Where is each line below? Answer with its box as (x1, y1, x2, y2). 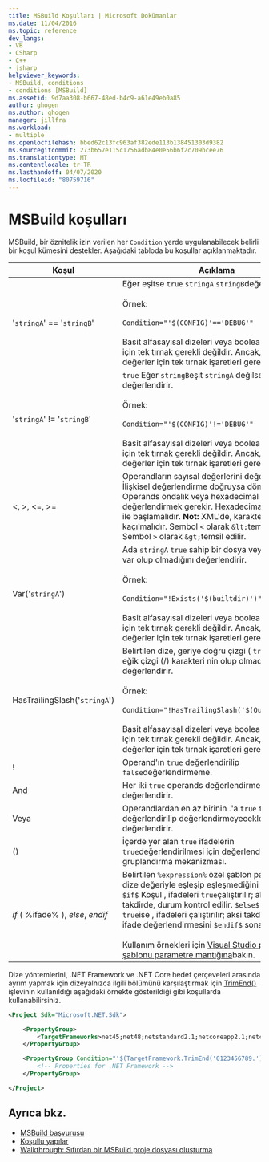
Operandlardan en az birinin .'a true (122, 802, 257, 814)
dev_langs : (8, 34, 45, 43)
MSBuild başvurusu (19, 1127, 85, 1137)
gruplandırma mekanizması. (122, 855, 227, 867)
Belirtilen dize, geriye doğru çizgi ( (122, 645, 251, 656)
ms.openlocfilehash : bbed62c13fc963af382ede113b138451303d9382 (8, 138, 224, 147)
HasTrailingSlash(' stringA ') (12, 694, 114, 705)
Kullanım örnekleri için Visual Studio (122, 939, 257, 950)
